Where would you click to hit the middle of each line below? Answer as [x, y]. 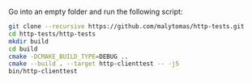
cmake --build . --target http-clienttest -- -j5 [94, 64]
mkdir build [28, 41]
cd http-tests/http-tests [52, 34]
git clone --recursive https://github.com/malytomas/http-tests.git [126, 27]
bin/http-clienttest [43, 72]
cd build [23, 49]
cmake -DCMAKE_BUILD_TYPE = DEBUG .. [68, 56]
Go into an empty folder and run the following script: [96, 12]
